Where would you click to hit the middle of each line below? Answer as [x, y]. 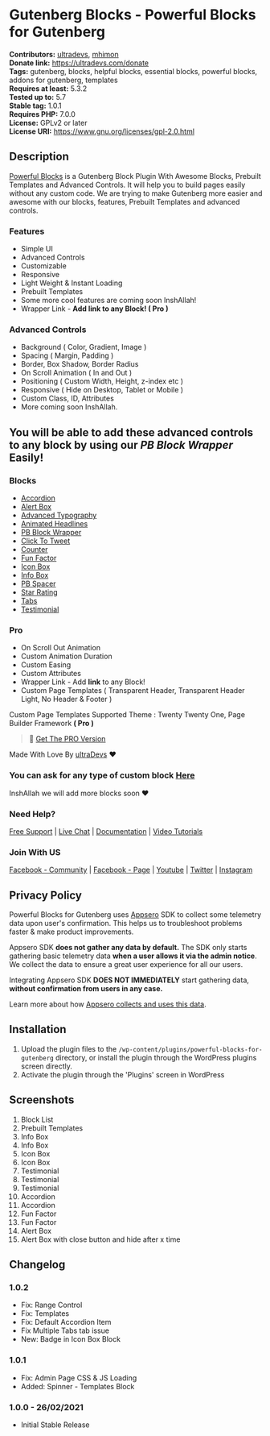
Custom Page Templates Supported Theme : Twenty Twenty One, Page [127, 715]
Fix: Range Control [51, 1305]
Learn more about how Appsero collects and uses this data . [108, 1004]
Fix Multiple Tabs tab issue [65, 1330]
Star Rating [39, 592]
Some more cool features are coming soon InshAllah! [108, 301]
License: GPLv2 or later [48, 122]
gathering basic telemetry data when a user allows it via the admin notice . [133, 956]
